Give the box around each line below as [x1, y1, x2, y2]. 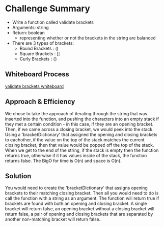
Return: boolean [12, 30, 45, 35]
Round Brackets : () [19, 45, 59, 51]
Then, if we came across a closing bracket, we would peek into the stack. [5, 126, 154, 132]
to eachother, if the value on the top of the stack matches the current [5, 136, 145, 143]
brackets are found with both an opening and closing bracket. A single [5, 200, 147, 207]
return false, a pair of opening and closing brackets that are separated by [5, 211, 153, 217]
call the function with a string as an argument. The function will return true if [5, 195, 160, 201]
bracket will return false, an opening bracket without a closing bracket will [5, 206, 155, 212]
